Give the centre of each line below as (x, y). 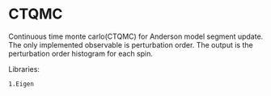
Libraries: (24, 69)
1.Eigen (21, 84)
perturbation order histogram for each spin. (81, 53)
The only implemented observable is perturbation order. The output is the (131, 44)
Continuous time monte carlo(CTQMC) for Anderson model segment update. (136, 36)
